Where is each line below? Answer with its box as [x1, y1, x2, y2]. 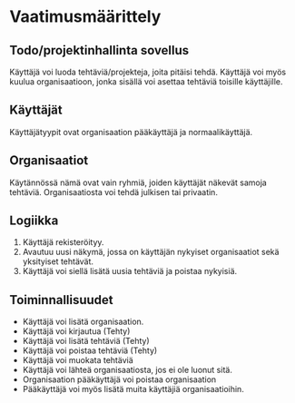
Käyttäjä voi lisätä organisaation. [22, 316, 144, 328]
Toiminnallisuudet [9, 292, 113, 308]
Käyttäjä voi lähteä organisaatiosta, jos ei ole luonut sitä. [22, 365, 233, 376]
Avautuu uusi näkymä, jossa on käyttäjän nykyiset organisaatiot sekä [22, 247, 280, 258]
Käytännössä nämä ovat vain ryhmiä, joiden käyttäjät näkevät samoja [9, 177, 268, 188]
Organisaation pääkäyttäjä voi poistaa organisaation [22, 374, 217, 385]
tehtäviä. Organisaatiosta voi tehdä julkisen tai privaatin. [9, 186, 218, 197]
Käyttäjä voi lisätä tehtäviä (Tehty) [22, 336, 150, 347]
